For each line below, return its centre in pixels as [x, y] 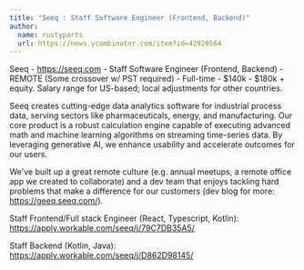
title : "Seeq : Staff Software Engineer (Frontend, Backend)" [130, 18]
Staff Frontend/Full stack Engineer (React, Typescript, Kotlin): [124, 218]
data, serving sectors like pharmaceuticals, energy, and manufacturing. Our [151, 115]
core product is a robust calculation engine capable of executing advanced [150, 125]
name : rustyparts [51, 35]
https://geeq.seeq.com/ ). [56, 201]
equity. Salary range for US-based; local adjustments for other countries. [146, 88]
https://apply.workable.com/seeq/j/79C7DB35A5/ [102, 228]
